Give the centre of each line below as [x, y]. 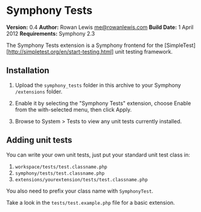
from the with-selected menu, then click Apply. [73, 110]
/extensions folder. [39, 92]
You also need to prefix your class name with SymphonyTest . [80, 191]
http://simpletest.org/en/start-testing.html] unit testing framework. [91, 51]
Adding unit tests [39, 140]
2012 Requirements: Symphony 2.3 [51, 33]
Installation [28, 71]
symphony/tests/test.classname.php [60, 173]
